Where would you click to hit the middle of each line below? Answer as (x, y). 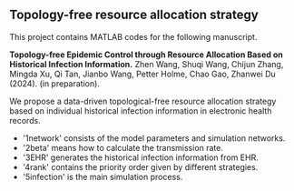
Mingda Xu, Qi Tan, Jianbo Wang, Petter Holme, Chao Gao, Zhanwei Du (143, 74)
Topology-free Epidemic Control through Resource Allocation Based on (146, 55)
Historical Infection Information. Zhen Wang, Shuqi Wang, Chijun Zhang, (147, 64)
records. (25, 120)
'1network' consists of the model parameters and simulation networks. (154, 138)
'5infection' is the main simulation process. (103, 176)
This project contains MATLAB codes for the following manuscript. (133, 36)
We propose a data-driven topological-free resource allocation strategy (143, 101)
